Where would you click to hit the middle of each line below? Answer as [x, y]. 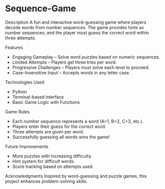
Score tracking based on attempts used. [53, 166]
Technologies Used [25, 82]
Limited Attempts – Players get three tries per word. [64, 62]
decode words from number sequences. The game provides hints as [75, 27]
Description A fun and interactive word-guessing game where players [76, 22]
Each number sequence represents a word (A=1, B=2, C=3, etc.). [78, 121]
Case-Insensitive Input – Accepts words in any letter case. [71, 72]
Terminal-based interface [38, 97]
